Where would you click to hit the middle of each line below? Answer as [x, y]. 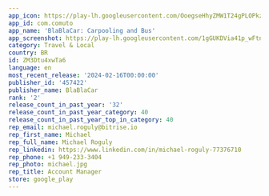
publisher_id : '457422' [48, 82]
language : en [30, 68]
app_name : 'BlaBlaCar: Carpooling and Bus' [82, 30]
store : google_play [41, 180]
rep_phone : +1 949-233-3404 [55, 157]
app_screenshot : [35, 38]
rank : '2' [25, 98]
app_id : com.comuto [41, 23]
